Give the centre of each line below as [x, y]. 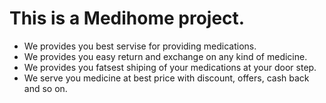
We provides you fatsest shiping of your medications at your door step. [170, 67]
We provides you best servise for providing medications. [140, 46]
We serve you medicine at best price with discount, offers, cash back [166, 78]
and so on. [45, 88]
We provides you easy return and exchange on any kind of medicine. [165, 56]
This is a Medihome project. [127, 18]
